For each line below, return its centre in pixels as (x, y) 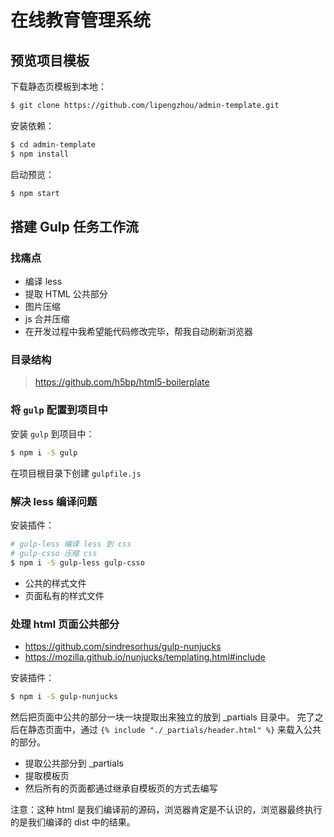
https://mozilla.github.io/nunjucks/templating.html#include (145, 657)
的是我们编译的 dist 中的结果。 (73, 822)
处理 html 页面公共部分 (65, 624)
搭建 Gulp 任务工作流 (74, 226)
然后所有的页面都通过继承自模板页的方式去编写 (121, 788)
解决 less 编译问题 (54, 501)
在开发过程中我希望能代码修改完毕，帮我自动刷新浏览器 (138, 332)
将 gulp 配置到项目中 (59, 410)
